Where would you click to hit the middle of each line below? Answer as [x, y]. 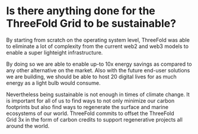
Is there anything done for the [81, 11]
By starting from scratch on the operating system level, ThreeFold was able [98, 40]
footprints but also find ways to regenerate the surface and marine [87, 107]
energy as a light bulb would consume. [53, 83]
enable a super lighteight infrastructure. [55, 52]
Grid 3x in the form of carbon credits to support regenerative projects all [94, 119]
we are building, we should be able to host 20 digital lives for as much [91, 76]
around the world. [28, 126]
